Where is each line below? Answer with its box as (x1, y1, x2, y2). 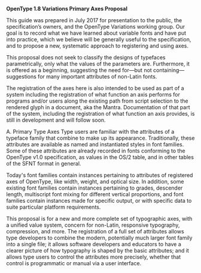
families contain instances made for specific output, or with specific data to (6, 197, 192, 204)
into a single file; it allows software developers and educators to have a (6, 241, 181, 248)
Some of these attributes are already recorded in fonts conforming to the (6, 147, 185, 154)
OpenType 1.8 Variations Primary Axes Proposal (6, 5, 127, 12)
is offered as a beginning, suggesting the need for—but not (6, 67, 153, 74)
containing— (153, 67, 185, 74)
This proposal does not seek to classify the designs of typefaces (6, 54, 166, 61)
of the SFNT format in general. (6, 160, 81, 167)
